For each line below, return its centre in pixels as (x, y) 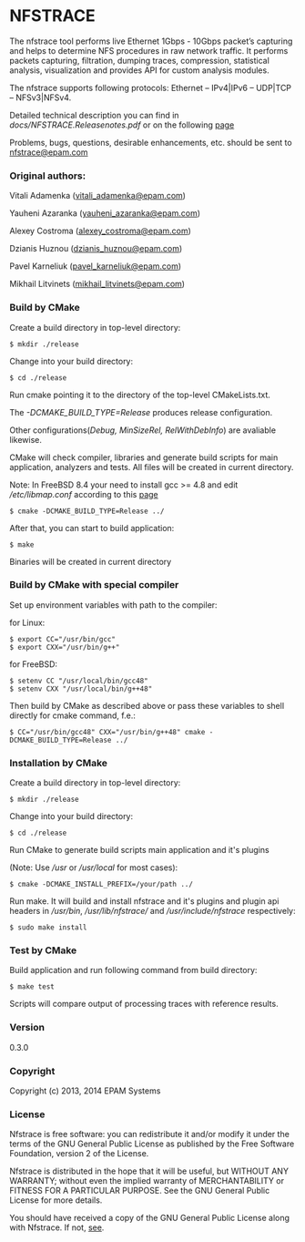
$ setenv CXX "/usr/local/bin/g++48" (81, 689)
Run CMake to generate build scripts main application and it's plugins (140, 850)
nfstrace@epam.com (49, 152)
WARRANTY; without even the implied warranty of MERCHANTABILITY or (147, 1181)
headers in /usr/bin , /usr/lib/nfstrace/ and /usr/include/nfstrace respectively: (152, 911)
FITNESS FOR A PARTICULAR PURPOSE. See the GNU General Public (140, 1191)
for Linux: (27, 622)
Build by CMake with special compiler (94, 585)
